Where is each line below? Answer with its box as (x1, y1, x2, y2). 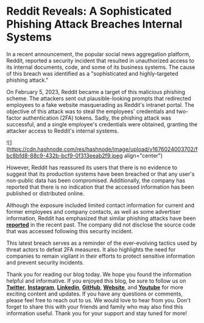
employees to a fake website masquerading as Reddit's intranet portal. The (6, 101, 195, 108)
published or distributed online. (6, 189, 85, 197)
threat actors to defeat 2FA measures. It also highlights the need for (6, 245, 176, 253)
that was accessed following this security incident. (6, 227, 133, 234)
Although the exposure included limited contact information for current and (6, 201, 195, 209)
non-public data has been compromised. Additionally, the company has (6, 176, 186, 184)
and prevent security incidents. (6, 258, 84, 266)
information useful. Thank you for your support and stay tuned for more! (6, 310, 188, 317)
